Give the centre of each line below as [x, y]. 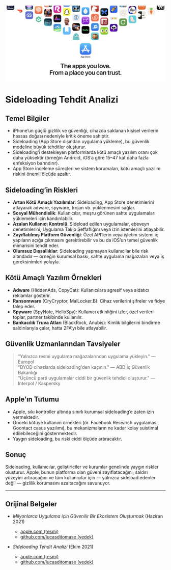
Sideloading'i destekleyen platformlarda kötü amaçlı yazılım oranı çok [85, 152]
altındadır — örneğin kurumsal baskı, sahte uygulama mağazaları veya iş [88, 256]
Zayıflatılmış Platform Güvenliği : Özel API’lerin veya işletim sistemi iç [85, 235]
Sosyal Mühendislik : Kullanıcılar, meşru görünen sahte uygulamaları [84, 213]
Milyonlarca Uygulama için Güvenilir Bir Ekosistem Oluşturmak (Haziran [88, 516]
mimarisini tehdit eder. [36, 246]
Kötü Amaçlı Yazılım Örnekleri [53, 278]
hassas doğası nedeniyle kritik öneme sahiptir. [61, 136]
